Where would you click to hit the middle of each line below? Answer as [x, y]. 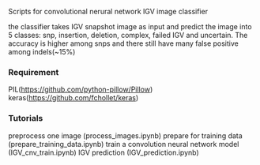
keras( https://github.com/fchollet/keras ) [73, 98]
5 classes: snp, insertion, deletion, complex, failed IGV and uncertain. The [128, 35]
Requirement [34, 72]
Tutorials [26, 118]
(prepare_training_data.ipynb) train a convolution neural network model [124, 144]
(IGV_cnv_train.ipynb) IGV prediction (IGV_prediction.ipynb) [104, 152]
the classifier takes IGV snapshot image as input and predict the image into [130, 26]
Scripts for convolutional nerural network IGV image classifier [108, 11]
